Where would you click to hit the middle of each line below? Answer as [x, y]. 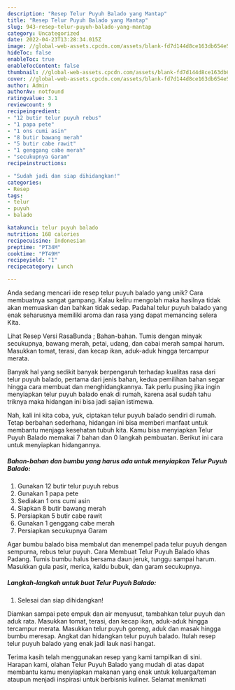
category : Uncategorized [43, 33]
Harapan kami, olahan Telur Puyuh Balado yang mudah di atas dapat [106, 664]
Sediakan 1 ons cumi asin [54, 500]
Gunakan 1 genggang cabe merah [66, 523]
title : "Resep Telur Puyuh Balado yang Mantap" [78, 20]
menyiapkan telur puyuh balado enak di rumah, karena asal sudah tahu [109, 394]
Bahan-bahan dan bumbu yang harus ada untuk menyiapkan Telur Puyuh [117, 461]
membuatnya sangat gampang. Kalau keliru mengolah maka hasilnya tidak [114, 300]
